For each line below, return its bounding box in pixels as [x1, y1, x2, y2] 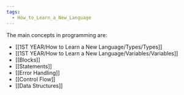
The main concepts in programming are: [6, 31, 108, 38]
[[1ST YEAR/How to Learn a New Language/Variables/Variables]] [15, 49, 178, 57]
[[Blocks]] [15, 56, 41, 63]
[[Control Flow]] [15, 76, 56, 83]
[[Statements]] [15, 62, 52, 70]
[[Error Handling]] [15, 69, 60, 76]
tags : [6, 9, 20, 15]
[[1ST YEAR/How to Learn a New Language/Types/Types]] [15, 43, 163, 51]
